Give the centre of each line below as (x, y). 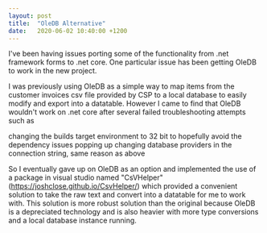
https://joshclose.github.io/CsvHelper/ (74, 186)
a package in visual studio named (64, 177)
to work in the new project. (53, 71)
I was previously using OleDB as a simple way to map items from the (121, 86)
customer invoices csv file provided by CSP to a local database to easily (127, 95)
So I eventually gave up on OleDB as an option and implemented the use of (132, 169)
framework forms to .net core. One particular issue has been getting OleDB (133, 62)
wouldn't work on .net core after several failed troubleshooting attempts (127, 112)
